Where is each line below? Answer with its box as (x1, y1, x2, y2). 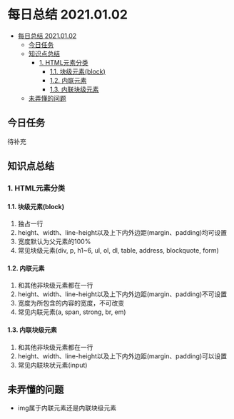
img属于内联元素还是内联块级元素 (17, 404, 117, 413)
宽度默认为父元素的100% (17, 237, 91, 246)
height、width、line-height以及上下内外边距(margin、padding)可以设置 (17, 351, 228, 360)
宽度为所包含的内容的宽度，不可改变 (17, 299, 125, 308)
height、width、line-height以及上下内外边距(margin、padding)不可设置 (17, 290, 228, 298)
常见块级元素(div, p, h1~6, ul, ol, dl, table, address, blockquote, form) (17, 246, 219, 255)
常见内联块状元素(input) (17, 360, 88, 369)
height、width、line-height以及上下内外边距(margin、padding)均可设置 (17, 228, 228, 237)
